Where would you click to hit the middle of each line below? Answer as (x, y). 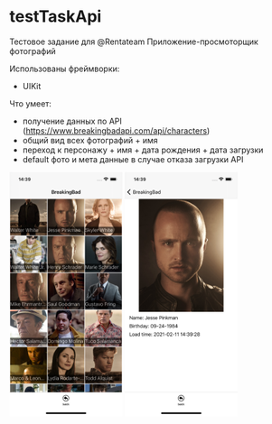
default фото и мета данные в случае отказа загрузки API (133, 159)
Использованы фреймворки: (65, 69)
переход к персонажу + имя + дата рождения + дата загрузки (143, 150)
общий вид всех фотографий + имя (90, 140)
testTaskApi (56, 17)
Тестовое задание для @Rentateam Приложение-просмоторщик (134, 41)
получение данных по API (72, 121)
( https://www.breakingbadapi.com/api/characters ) (116, 130)
